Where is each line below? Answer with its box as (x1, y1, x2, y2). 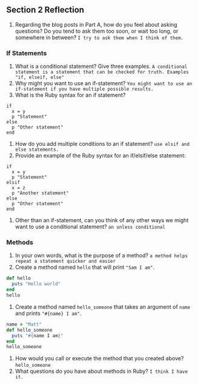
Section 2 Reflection (6, 5, 85, 15)
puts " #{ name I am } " (12, 332, 64, 338)
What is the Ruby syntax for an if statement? (15, 91, 126, 99)
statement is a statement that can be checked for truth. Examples (15, 69, 189, 75)
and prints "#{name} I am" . (15, 309, 82, 317)
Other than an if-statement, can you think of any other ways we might (15, 217, 189, 224)
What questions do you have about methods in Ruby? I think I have (15, 367, 188, 375)
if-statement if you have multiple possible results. (15, 86, 154, 93)
